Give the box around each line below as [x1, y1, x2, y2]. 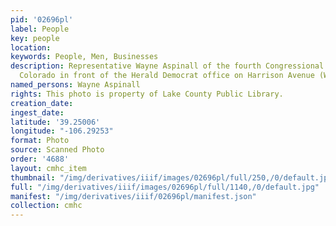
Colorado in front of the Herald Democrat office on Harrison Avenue [19, 71, 315, 81]
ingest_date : [10, 107, 65, 118]
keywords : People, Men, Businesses [10, 52, 159, 62]
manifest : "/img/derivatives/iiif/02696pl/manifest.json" [10, 191, 257, 201]
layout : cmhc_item [10, 163, 87, 173]
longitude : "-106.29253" [10, 126, 114, 136]
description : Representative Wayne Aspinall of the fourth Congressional [10, 61, 325, 71]
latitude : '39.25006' [10, 117, 101, 127]
